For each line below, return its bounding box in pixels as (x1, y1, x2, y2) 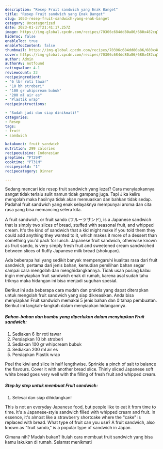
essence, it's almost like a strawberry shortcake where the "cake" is (5, 415, 141, 420)
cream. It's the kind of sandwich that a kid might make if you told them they (5, 227, 156, 233)
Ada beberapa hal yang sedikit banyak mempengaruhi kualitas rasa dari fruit (5, 257, 158, 263)
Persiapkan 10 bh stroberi (12, 336, 64, 342)
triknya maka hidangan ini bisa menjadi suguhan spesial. (5, 278, 118, 284)
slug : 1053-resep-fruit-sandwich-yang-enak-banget (5, 16, 110, 21)
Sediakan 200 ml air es (12, 347, 58, 353)
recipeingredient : (5, 75, 42, 79)
